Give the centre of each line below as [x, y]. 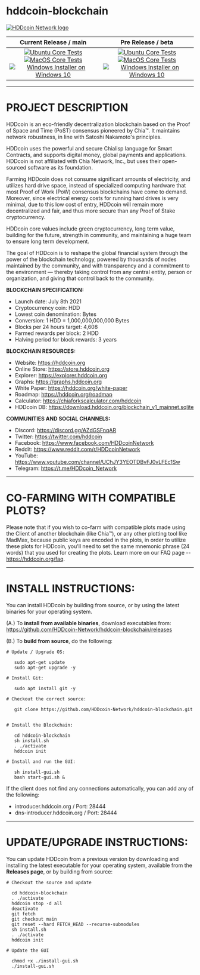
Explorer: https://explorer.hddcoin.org [61, 375]
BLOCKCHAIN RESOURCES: [41, 351]
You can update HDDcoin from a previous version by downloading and [93, 859]
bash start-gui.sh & [40, 777]
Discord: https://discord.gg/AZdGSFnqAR [65, 430]
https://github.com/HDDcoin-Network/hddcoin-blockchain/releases [89, 629]
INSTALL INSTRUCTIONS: [71, 589]
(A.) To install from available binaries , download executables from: [89, 623]
